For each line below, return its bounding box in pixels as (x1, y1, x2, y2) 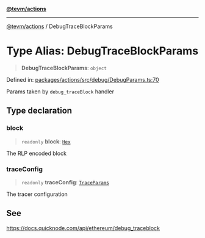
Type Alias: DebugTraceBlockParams (6, 44, 199, 58)
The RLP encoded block (6, 150, 67, 157)
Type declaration (6, 106, 72, 116)
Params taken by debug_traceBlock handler (6, 88, 115, 95)
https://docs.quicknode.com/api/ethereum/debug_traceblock (6, 224, 160, 231)
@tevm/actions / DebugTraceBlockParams (6, 23, 113, 30)
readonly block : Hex (21, 137, 71, 145)
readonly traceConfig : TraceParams (21, 178, 110, 186)
